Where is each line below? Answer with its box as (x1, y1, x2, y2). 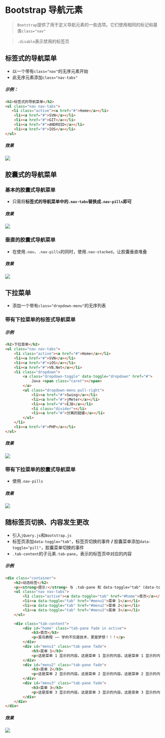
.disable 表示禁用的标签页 (17, 38, 70, 44)
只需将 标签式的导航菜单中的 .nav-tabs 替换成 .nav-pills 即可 (12, 199, 132, 204)
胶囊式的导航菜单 (5, 170, 57, 179)
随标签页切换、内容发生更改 (5, 518, 89, 527)
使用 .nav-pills (12, 478, 43, 484)
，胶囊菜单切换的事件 (41, 544, 84, 550)
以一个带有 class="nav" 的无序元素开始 (12, 68, 88, 74)
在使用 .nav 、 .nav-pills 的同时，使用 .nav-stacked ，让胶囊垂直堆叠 (12, 248, 147, 254)
